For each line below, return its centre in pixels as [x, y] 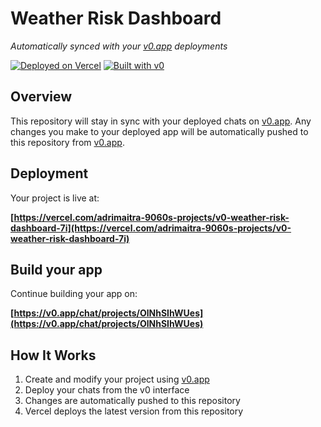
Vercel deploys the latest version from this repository [134, 411]
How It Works [53, 355]
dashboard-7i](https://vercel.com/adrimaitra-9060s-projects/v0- [151, 228]
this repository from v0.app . [67, 142]
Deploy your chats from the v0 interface [107, 390]
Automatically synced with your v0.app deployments [119, 46]
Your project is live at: [55, 198]
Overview [41, 97]
